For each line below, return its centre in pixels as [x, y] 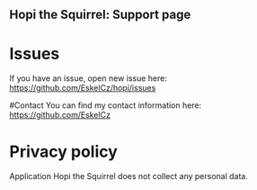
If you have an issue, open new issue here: [89, 78]
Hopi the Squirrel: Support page [100, 15]
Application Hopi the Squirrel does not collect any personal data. [129, 176]
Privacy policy [64, 151]
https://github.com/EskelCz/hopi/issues [83, 88]
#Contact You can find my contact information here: [106, 105]
